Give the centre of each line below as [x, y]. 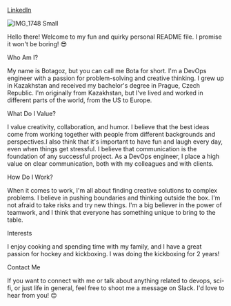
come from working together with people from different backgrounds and [111, 134]
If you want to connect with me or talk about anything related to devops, [110, 280]
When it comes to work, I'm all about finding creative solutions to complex [112, 190]
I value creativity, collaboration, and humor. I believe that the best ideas [108, 127]
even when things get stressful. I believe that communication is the [102, 149]
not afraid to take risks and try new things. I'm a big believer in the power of [115, 205]
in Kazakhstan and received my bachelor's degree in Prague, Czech [104, 85]
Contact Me [24, 267]
